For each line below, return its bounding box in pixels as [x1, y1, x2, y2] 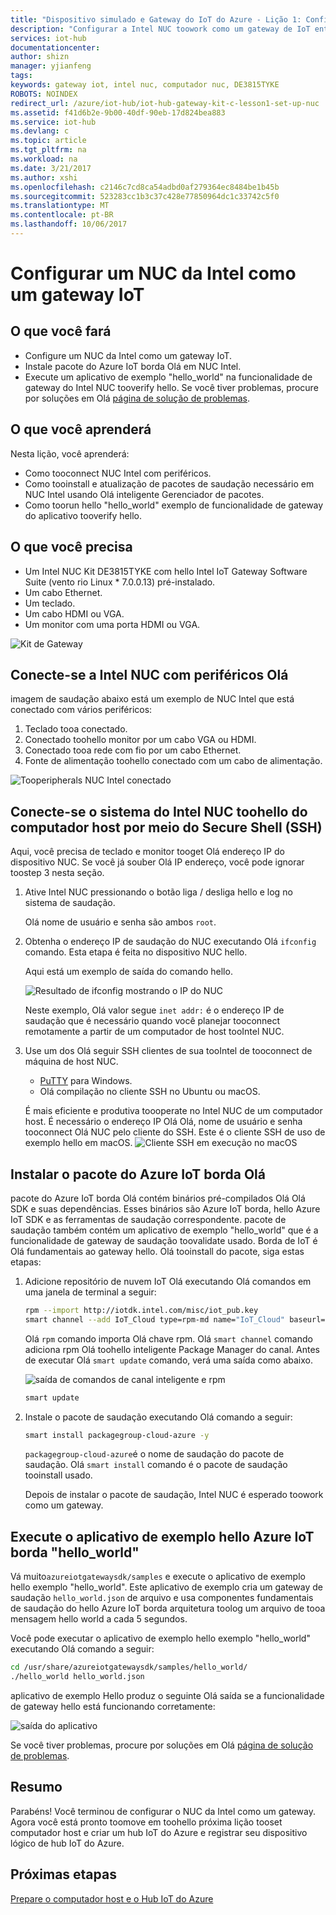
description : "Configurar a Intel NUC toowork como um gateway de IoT [10, 24, 311, 34]
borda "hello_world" [10, 1544, 140, 1561]
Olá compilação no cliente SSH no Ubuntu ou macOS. [39, 1086, 261, 1098]
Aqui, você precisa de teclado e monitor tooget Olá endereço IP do [10, 846, 285, 858]
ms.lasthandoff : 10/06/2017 [10, 219, 128, 230]
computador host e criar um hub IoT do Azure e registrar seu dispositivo [10, 1826, 308, 1838]
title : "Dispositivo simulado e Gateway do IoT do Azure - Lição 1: [10, 14, 302, 25]
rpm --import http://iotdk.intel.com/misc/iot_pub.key [24, 1305, 259, 1315]
